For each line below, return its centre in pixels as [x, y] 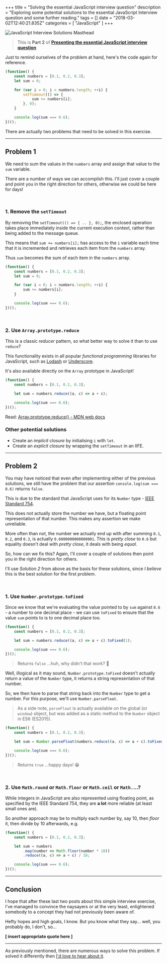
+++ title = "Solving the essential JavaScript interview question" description [83, 7]
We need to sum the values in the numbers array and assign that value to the [83, 164]
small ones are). [22, 808]
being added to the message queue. [42, 233]
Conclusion [23, 889]
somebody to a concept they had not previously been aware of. [70, 912]
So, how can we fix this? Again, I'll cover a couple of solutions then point [79, 554]
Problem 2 [21, 466]
